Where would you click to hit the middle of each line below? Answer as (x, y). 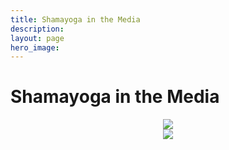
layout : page (37, 38)
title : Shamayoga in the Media (75, 19)
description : (37, 29)
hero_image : (35, 47)
